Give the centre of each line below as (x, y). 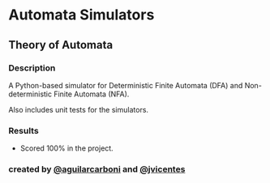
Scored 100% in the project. (66, 148)
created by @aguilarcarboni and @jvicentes (97, 169)
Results (24, 130)
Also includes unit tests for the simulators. (78, 109)
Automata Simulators (81, 15)
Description (32, 68)
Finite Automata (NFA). (92, 94)
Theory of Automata (61, 45)
